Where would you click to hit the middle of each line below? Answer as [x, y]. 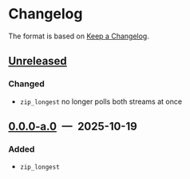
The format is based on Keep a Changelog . [79, 36]
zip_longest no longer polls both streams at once [101, 101]
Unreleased [38, 61]
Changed [27, 84]
